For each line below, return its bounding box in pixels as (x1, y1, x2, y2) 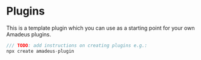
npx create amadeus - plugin (6, 48, 74, 54)
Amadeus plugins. (6, 30, 51, 38)
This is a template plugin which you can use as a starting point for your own (6, 24, 195, 32)
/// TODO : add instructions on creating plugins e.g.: (6, 42, 148, 48)
